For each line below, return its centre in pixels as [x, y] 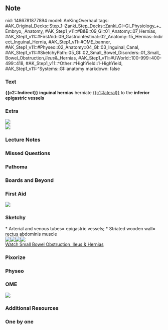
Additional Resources [32, 308]
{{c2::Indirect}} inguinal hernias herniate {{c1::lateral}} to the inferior [77, 93]
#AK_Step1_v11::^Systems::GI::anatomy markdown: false [63, 69]
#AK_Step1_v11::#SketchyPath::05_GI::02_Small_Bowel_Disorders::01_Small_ [83, 52]
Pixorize [16, 257]
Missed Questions [28, 153]
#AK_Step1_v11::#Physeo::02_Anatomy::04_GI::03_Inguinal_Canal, [72, 47]
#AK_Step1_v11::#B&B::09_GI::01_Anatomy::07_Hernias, [101, 31]
